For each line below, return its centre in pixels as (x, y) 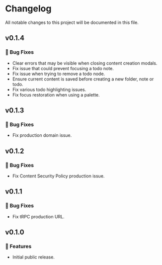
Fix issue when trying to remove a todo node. (59, 74)
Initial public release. (33, 257)
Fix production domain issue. (42, 135)
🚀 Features (18, 246)
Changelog (28, 9)
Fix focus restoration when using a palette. (56, 94)
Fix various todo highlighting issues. (49, 89)
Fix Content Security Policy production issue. (58, 176)
